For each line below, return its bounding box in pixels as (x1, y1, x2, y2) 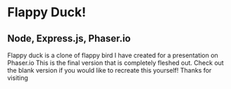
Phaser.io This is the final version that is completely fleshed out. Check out (7, 59, 224, 67)
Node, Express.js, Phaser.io (7, 32, 131, 44)
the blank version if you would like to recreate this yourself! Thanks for (7, 66, 212, 74)
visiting (7, 73, 28, 82)
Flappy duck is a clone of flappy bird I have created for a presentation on (7, 51, 218, 59)
